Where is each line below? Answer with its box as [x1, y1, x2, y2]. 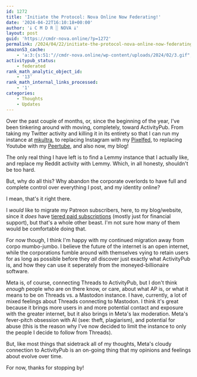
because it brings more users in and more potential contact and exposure [6, 304, 184, 311]
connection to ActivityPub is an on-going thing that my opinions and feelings [6, 347, 191, 354]
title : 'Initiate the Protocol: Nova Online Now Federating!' [6, 14, 161, 20]
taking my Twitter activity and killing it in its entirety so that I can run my [6, 130, 179, 137]
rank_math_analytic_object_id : [6, 69, 83, 74]
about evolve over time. [6, 352, 63, 359]
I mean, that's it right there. [6, 195, 72, 202]
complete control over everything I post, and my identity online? [6, 184, 160, 191]
